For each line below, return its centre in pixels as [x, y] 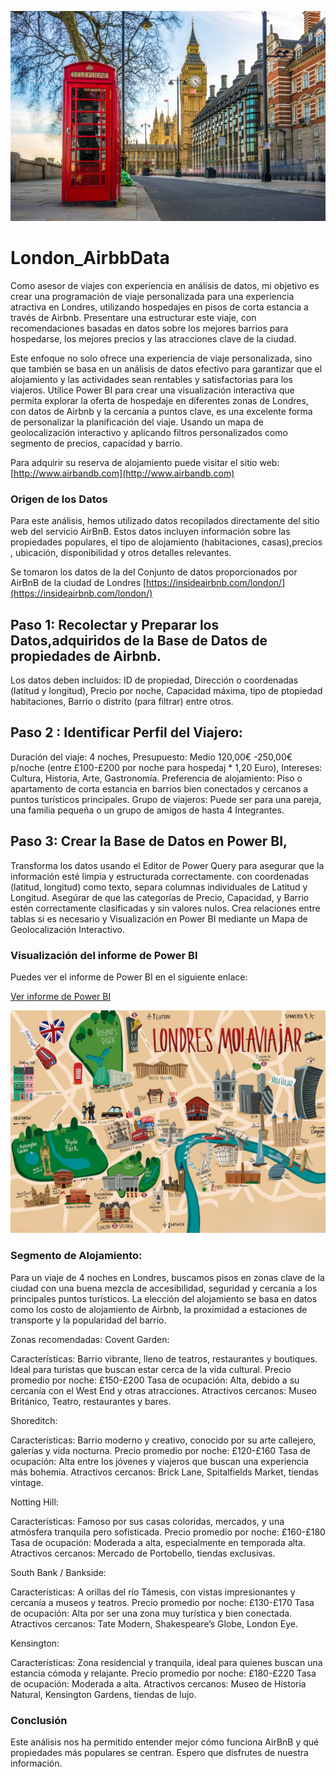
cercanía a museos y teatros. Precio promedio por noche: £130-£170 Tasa [162, 1602]
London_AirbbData [90, 258]
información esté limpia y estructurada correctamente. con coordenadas [160, 876]
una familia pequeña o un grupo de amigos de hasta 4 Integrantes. [147, 810]
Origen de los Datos [59, 499]
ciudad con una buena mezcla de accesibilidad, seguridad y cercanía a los [164, 1288]
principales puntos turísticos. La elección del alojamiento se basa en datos [164, 1298]
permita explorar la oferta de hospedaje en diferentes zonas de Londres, [159, 400]
